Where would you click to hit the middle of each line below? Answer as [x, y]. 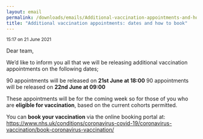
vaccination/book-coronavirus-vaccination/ [60, 130]
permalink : [20, 18]
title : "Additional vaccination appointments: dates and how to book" [97, 23]
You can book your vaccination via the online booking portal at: [86, 117]
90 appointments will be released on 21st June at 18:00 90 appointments [98, 81]
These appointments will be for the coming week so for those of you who [97, 99]
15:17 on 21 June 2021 [29, 40]
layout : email [24, 12]
